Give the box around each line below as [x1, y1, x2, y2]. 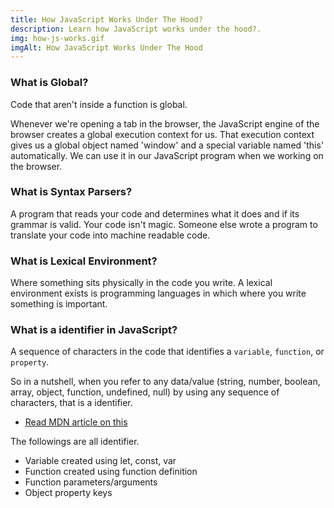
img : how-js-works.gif [10, 33, 105, 43]
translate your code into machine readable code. [10, 229, 211, 241]
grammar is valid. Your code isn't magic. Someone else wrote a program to [10, 218, 318, 230]
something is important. [10, 298, 108, 310]
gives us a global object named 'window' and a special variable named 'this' [10, 139, 325, 151]
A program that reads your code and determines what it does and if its [10, 207, 300, 220]
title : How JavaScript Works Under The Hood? [10, 14, 203, 25]
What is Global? [10, 76, 89, 90]
